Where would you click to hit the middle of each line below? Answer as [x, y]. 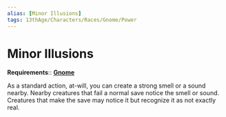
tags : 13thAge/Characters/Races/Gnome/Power [72, 20]
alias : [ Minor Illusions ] [44, 13]
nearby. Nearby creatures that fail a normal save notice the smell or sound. [113, 93]
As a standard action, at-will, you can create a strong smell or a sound [106, 86]
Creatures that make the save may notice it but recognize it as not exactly [112, 101]
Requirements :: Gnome [41, 73]
